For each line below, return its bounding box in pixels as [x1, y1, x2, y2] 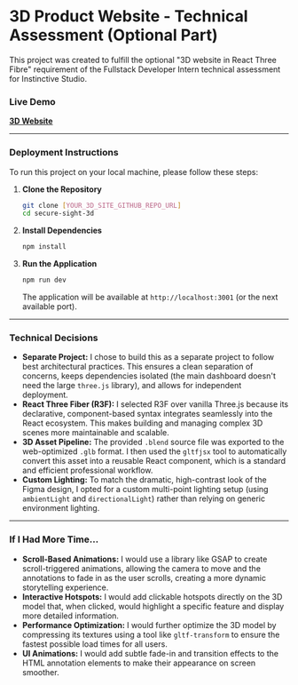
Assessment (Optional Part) [9, 25, 219, 45]
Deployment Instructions [9, 147, 119, 159]
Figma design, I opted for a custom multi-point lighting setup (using [21, 484, 269, 495]
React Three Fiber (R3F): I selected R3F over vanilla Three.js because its [21, 399, 289, 410]
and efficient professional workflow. [21, 465, 153, 476]
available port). [21, 301, 77, 312]
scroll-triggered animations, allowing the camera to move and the [21, 562, 262, 574]
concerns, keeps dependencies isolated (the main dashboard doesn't [21, 370, 277, 381]
